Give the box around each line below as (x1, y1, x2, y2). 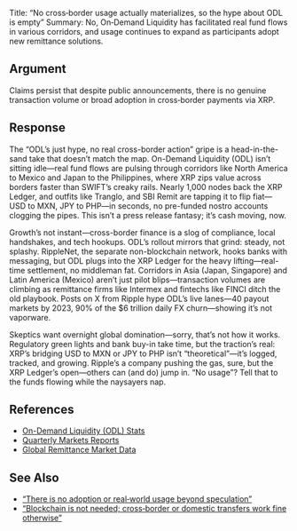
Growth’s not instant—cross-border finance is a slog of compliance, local (9, 226, 277, 238)
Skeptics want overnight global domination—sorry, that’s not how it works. (9, 329, 281, 340)
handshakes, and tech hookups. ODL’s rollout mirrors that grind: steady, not (9, 236, 285, 247)
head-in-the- (231, 144, 279, 155)
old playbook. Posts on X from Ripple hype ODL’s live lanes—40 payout (9, 293, 270, 304)
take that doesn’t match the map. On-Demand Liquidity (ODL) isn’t (29, 153, 271, 163)
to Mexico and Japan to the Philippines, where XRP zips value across (9, 172, 262, 183)
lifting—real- (233, 255, 279, 265)
